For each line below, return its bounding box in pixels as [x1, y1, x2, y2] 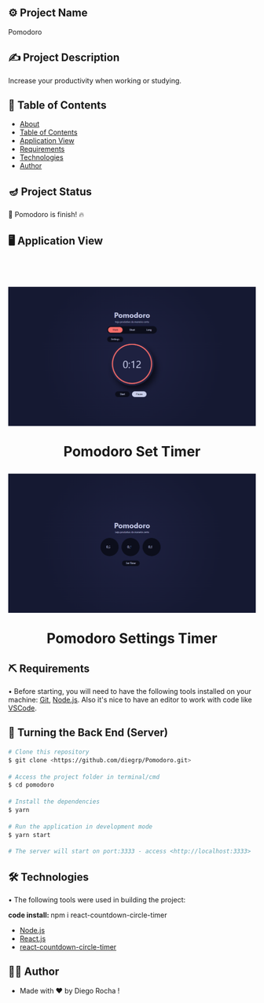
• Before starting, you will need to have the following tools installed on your [8, 687, 251, 696]
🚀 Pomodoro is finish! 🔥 [8, 210, 85, 219]
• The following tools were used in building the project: [8, 895, 186, 905]
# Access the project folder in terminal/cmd [8, 773, 159, 781]
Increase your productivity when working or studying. [8, 76, 182, 85]
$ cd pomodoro [8, 781, 55, 789]
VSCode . [8, 703, 38, 713]
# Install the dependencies [8, 798, 101, 806]
